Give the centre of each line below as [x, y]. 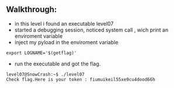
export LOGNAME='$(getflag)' [41, 53]
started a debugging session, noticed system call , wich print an [91, 30]
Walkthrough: [32, 10]
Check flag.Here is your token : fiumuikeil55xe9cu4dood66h [81, 79]
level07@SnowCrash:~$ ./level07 [45, 74]
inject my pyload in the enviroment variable [66, 42]
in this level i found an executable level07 [64, 23]
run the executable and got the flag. [58, 64]
